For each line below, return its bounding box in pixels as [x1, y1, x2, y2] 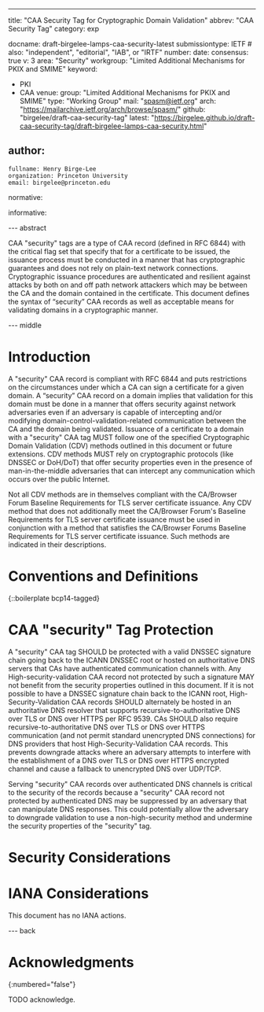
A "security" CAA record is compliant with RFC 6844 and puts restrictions [8, 374, 247, 383]
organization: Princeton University [8, 172, 128, 179]
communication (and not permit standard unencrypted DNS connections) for [8, 730, 256, 740]
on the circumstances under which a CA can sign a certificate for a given [8, 382, 244, 392]
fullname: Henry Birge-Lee [8, 164, 97, 173]
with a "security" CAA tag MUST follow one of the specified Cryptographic [8, 432, 250, 441]
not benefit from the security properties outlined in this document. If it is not [8, 680, 254, 689]
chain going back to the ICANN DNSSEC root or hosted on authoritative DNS [8, 655, 255, 665]
